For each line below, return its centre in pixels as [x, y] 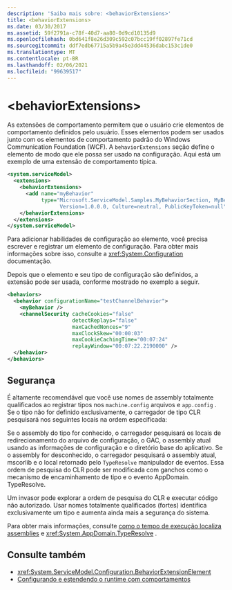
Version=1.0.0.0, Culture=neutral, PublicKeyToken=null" [143, 206]
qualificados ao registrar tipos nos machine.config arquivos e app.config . [112, 404]
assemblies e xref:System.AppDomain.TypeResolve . [82, 533]
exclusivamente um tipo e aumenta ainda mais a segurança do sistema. [109, 512]
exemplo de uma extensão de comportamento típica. [82, 162]
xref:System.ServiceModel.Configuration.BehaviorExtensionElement [114, 571]
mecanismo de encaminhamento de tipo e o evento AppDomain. [98, 477]
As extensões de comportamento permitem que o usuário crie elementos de [116, 125]
